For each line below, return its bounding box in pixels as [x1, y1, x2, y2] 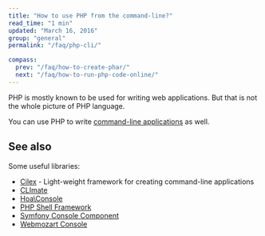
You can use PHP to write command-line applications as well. [8, 117, 210, 126]
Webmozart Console [19, 219, 88, 229]
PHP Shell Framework [19, 202, 92, 212]
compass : [8, 56, 38, 64]
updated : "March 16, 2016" [8, 26, 98, 34]
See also [8, 140, 52, 154]
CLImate [19, 185, 48, 194]
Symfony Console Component [19, 210, 120, 220]
